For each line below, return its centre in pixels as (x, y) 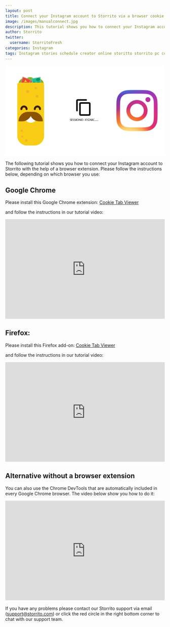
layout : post (19, 11)
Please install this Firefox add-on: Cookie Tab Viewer (60, 345)
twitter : (14, 37)
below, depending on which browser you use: (53, 174)
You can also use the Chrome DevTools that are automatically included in (81, 488)
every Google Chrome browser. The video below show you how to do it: (80, 493)
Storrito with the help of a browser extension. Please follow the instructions (83, 169)
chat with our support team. (34, 619)
